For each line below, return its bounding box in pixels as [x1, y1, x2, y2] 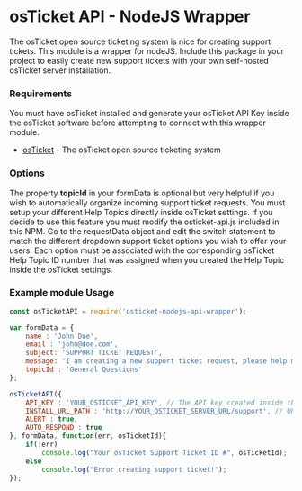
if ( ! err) [25, 440, 58, 450]
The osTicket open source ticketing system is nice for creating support [9, 36, 271, 47]
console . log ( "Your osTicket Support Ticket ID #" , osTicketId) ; [41, 448, 288, 457]
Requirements [9, 87, 73, 100]
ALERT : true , [25, 414, 78, 424]
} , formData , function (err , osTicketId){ [9, 432, 167, 441]
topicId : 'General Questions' [25, 365, 143, 375]
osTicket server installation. [9, 65, 111, 76]
